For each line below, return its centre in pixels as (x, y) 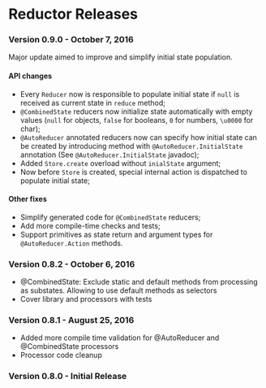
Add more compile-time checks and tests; (90, 225)
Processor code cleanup (61, 355)
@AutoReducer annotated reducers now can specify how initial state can (139, 137)
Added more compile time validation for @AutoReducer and (120, 338)
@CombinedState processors (69, 347)
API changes (30, 76)
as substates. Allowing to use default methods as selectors (118, 290)
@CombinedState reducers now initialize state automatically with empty (136, 111)
